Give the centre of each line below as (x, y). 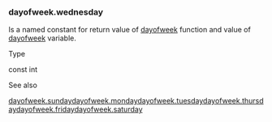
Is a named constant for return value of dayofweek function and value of (130, 30)
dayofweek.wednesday (56, 12)
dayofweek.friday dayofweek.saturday (80, 109)
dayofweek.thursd (233, 101)
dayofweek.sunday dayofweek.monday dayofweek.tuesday (106, 101)
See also (23, 85)
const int (23, 69)
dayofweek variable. (43, 38)
